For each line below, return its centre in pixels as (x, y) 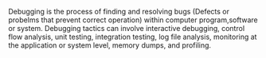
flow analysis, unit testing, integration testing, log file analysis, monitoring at (133, 37)
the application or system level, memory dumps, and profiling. (110, 45)
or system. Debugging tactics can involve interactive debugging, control (127, 28)
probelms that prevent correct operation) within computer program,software (133, 20)
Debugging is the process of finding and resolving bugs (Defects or (119, 12)
